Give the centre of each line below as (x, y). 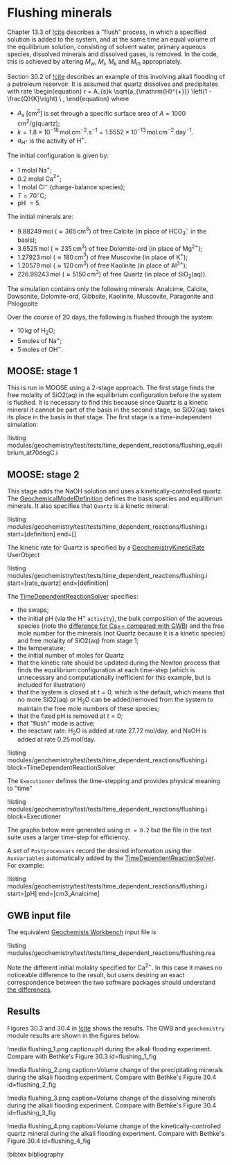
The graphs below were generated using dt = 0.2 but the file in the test (109, 830)
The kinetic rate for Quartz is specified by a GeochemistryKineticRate (106, 548)
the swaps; (33, 610)
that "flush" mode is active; (56, 723)
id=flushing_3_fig (32, 1112)
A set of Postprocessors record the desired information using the (99, 851)
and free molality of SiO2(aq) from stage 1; (78, 640)
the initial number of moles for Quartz (71, 655)
